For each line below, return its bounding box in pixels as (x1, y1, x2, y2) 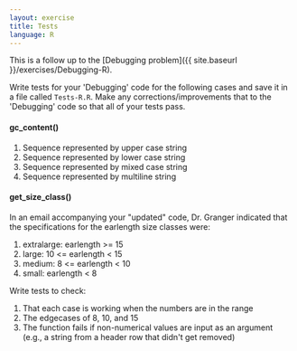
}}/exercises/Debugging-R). (9, 64, 113, 75)
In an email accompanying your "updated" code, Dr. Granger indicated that (9, 212, 288, 223)
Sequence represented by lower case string (22, 151, 186, 163)
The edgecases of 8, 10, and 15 (22, 312, 139, 323)
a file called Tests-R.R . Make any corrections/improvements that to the (9, 91, 273, 102)
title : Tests (9, 22, 59, 31)
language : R (9, 30, 54, 39)
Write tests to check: (9, 285, 87, 296)
